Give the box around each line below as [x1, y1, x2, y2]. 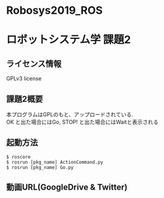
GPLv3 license [6, 75, 42, 82]
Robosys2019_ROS [6, 4, 103, 17]
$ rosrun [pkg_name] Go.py [6, 164, 74, 170]
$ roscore [6, 154, 31, 160]
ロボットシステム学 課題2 [6, 33, 131, 47]
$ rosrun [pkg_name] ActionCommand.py [6, 159, 103, 165]
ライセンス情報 [6, 58, 62, 69]
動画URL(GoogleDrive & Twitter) [6, 182, 128, 193]
